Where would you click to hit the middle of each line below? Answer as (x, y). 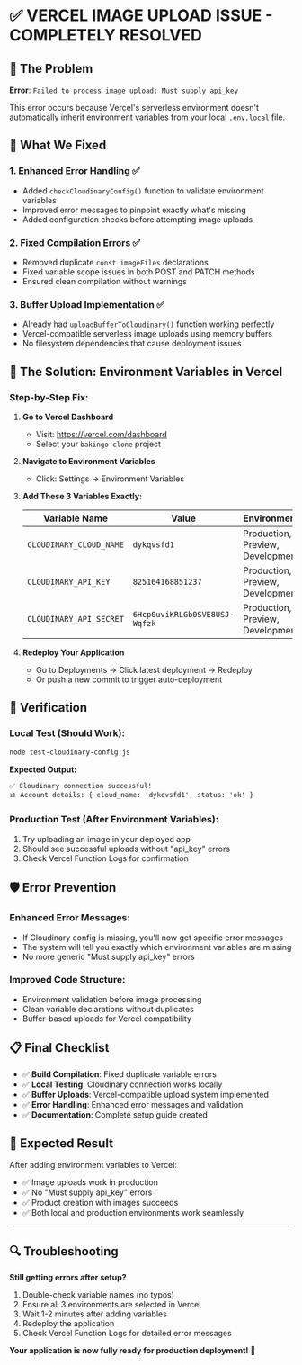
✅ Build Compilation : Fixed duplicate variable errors (120, 1074)
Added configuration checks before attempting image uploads (138, 219)
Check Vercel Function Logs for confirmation (105, 858)
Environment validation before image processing (112, 999)
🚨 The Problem (51, 68)
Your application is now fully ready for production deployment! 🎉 (133, 1351)
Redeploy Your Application (73, 652)
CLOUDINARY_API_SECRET (75, 619)
